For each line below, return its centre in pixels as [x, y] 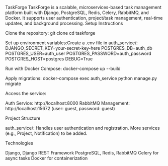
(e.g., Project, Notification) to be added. [46, 133]
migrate [13, 84]
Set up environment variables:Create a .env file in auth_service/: [72, 43]
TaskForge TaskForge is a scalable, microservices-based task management [83, 7]
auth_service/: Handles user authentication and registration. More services [82, 128]
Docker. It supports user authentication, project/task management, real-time [84, 18]
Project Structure [23, 118]
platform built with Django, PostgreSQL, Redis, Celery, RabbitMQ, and [77, 13]
